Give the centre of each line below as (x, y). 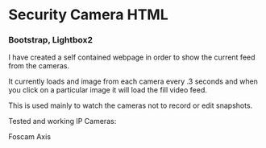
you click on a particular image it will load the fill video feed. (108, 90)
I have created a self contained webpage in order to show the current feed (132, 57)
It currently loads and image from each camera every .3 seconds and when (133, 81)
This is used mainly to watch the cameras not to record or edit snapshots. (131, 105)
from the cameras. (39, 66)
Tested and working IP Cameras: (62, 121)
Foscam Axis (29, 137)
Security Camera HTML (89, 15)
